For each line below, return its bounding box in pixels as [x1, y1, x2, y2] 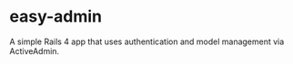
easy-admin [9, 6, 103, 27]
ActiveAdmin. [9, 45, 60, 56]
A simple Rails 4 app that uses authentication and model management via [9, 36, 285, 47]
